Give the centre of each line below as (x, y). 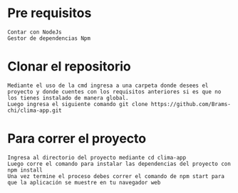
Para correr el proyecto (77, 139)
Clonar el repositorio (69, 67)
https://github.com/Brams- (191, 104)
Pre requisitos (50, 13)
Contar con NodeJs (35, 32)
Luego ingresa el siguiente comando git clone (78, 104)
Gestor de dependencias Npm (49, 38)
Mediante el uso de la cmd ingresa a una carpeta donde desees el (108, 85)
